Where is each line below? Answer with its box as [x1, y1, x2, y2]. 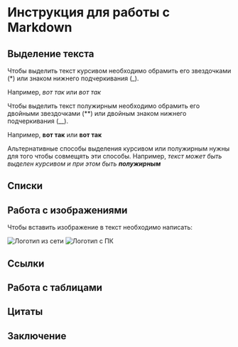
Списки [7, 180, 43, 192]
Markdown [7, 19, 72, 36]
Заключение [7, 330, 67, 342]
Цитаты [7, 306, 43, 318]
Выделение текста [7, 48, 94, 60]
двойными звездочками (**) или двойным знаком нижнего [7, 110, 187, 117]
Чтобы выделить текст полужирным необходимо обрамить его [7, 102, 200, 110]
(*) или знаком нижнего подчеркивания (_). [7, 74, 139, 82]
